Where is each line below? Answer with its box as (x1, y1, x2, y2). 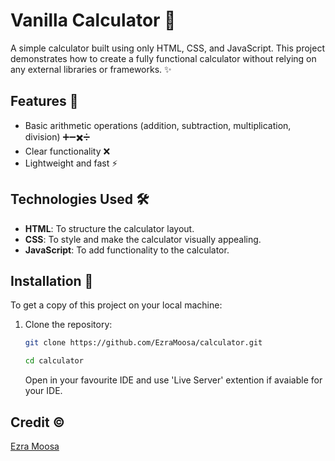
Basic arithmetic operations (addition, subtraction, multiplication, (24, 119, 292, 131)
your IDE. (24, 385, 63, 397)
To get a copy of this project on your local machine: (10, 299, 223, 311)
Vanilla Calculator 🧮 (10, 9, 177, 32)
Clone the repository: (24, 319, 113, 331)
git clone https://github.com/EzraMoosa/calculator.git (24, 338, 263, 348)
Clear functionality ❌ (24, 145, 111, 157)
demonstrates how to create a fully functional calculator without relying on (10, 52, 317, 64)
